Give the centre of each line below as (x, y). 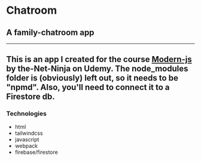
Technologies (26, 114)
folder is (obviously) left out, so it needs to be (92, 78)
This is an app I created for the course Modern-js (99, 59)
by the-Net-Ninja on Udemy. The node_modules (97, 69)
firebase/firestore (36, 152)
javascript (27, 139)
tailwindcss (29, 133)
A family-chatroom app (50, 32)
